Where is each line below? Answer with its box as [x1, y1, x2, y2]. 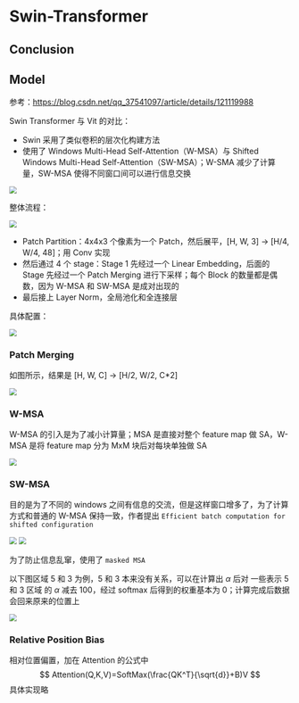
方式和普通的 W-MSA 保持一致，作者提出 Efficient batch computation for [9, 510, 286, 521]
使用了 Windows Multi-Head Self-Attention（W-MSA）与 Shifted [21, 145, 259, 157]
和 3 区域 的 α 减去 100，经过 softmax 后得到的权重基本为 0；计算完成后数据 [9, 584, 290, 595]
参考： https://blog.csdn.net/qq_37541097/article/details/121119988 [9, 96, 254, 108]
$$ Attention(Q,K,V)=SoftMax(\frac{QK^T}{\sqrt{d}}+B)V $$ [39, 669, 261, 680]
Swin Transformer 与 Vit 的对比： [9, 116, 131, 127]
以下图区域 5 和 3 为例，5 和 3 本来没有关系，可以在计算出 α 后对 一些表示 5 [9, 574, 289, 584]
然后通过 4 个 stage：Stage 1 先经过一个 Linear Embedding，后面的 [21, 258, 270, 269]
